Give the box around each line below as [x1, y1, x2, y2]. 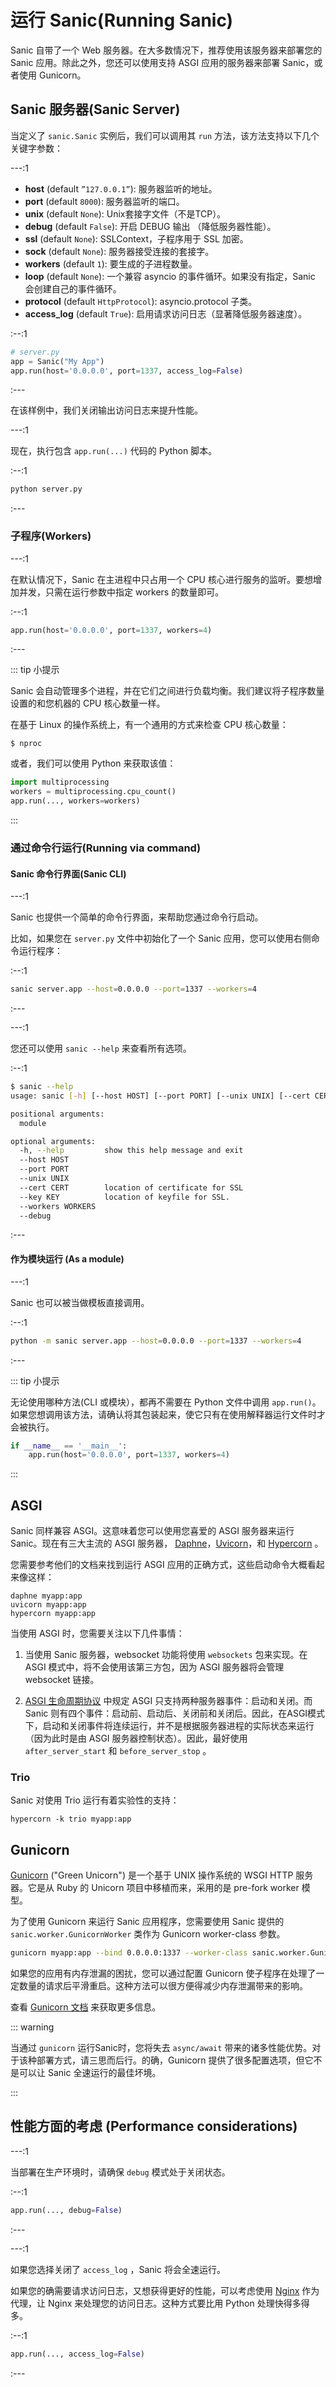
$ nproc [10, 739, 43, 749]
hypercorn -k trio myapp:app [10, 1814, 132, 1825]
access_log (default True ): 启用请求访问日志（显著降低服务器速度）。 [24, 307, 308, 320]
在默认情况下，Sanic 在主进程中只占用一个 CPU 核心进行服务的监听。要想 [10, 573, 313, 585]
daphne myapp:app [10, 1591, 83, 1601]
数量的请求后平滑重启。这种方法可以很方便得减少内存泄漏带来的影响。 [18, 1980, 308, 1992]
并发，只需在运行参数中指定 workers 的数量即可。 [18, 586, 225, 598]
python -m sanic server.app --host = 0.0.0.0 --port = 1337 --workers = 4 [10, 1336, 302, 1346]
